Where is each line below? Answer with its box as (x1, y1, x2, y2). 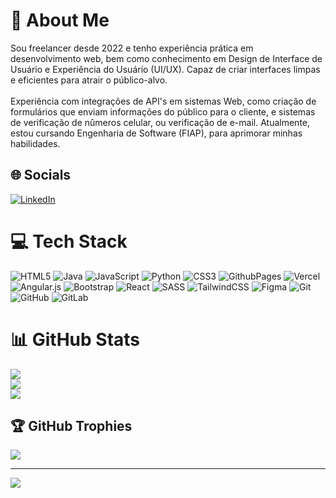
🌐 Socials (10, 167, 72, 184)
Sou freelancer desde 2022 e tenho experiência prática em (10, 42, 254, 54)
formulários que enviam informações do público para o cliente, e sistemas (10, 105, 316, 118)
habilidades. (10, 137, 61, 149)
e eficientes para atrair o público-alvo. (10, 74, 168, 86)
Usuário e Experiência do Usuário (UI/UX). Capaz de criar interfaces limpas (10, 63, 321, 75)
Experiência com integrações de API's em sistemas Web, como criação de (10, 95, 317, 107)
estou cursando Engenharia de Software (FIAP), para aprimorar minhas (10, 127, 303, 139)
